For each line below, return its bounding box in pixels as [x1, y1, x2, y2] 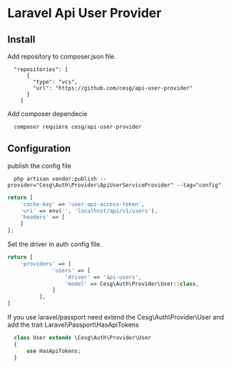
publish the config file [7, 162, 71, 170]
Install [7, 33, 36, 46]
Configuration [7, 142, 71, 154]
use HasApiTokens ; [26, 347, 81, 354]
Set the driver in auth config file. [7, 240, 102, 248]
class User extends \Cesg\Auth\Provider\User [14, 335, 152, 342]
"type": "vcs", [33, 78, 78, 85]
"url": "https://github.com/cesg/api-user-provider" [33, 85, 193, 92]
